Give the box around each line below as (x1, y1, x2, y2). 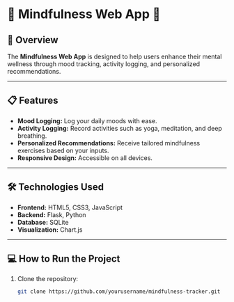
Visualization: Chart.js (17, 225, 83, 234)
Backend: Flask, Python (17, 210, 86, 218)
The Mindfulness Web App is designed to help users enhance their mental (7, 52, 222, 61)
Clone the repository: (17, 275, 79, 283)
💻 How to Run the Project (7, 253, 120, 265)
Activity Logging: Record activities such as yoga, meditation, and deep (17, 124, 223, 132)
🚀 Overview (7, 34, 58, 46)
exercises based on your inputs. (17, 146, 109, 154)
